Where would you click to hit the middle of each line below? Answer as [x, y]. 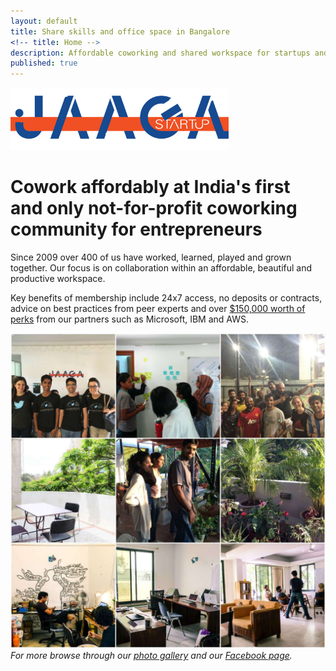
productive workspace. [58, 279]
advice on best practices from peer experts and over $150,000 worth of [158, 309]
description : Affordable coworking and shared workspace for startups [160, 53]
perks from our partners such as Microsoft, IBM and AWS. [130, 319]
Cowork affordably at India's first [150, 187]
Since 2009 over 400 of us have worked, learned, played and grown [151, 257]
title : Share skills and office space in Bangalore [120, 31]
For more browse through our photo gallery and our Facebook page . [151, 656]
